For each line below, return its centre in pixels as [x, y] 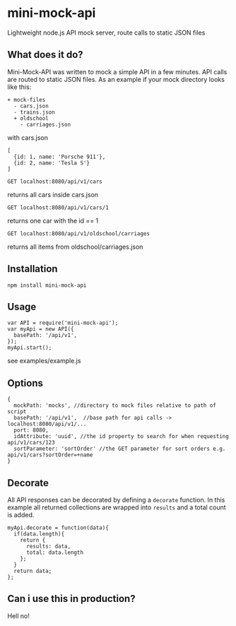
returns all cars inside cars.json [53, 194]
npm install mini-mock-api [47, 285]
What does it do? [45, 55]
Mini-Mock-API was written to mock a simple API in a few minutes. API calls [117, 71]
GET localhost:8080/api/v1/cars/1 [58, 207]
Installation [33, 269]
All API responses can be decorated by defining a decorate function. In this [116, 500]
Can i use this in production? [71, 599]
